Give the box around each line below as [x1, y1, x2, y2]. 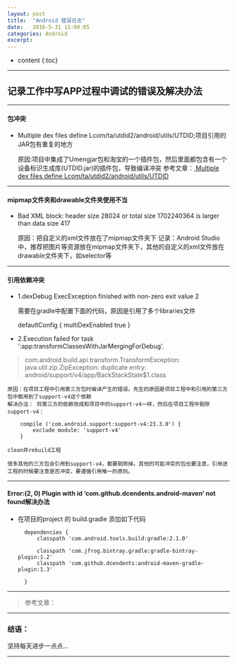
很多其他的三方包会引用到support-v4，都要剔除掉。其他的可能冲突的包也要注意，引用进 [7, 460, 228, 467]
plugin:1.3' [17, 566, 53, 573]
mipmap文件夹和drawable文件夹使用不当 [7, 195, 128, 204]
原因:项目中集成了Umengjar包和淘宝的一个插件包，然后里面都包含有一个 [17, 155, 228, 163]
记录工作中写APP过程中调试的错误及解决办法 [7, 85, 202, 97]
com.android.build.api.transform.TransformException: [24, 355, 181, 364]
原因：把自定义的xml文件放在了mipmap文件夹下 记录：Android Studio [17, 234, 220, 243]
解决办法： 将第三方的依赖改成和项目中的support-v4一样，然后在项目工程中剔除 [7, 400, 210, 407]
